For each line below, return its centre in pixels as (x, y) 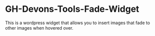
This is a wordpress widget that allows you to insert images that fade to (78, 23)
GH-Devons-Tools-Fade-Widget (72, 9)
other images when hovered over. (39, 28)
